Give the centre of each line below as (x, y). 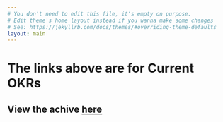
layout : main (27, 33)
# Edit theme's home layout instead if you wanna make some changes (110, 20)
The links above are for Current (101, 68)
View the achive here (55, 109)
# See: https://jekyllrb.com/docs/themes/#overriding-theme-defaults (112, 27)
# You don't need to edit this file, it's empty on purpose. (99, 14)
